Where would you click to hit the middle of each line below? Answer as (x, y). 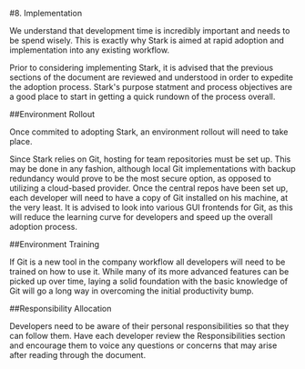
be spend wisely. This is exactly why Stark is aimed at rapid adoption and (147, 40)
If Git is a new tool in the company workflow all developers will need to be (147, 262)
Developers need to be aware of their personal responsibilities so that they (149, 326)
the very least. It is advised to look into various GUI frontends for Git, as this (151, 207)
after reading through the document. (78, 355)
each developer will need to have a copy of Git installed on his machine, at (149, 198)
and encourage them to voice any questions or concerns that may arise (143, 345)
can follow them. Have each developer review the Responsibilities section (147, 336)
